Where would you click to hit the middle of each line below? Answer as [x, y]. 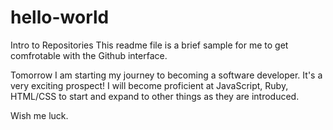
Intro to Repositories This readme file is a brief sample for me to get [149, 45]
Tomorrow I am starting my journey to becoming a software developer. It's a [166, 75]
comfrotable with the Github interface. [89, 55]
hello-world [60, 17]
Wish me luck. [39, 115]
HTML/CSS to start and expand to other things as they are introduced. [155, 96]
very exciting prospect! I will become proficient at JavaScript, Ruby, [149, 85]
